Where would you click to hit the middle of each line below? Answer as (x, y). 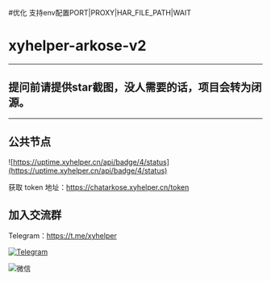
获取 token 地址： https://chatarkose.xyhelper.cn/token (99, 187)
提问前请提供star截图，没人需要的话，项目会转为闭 (135, 88)
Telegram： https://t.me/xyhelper (63, 236)
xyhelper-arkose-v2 (77, 46)
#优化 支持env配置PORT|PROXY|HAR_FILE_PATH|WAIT (100, 13)
